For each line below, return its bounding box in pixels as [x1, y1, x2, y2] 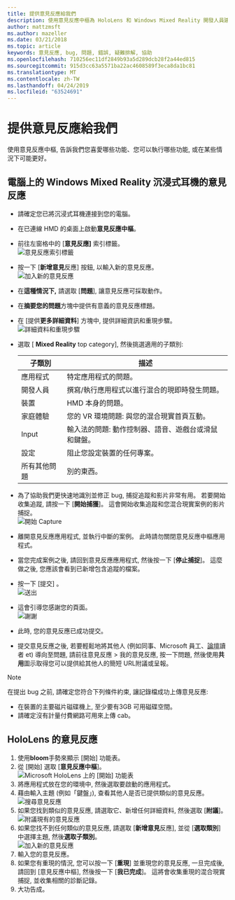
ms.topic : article [7, 43, 61, 50]
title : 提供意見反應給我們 [7, 10, 77, 18]
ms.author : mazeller [7, 29, 68, 37]
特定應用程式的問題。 [66, 372, 138, 382]
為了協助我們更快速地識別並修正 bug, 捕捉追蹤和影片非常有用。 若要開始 [17, 491, 226, 499]
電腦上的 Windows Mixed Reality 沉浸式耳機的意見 [7, 176, 227, 188]
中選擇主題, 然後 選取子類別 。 [17, 832, 101, 840]
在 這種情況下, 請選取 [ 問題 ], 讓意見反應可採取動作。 [17, 286, 166, 295]
